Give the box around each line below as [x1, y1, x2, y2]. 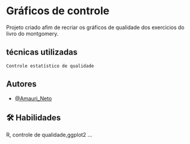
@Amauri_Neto [14, 95, 52, 102]
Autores [6, 79, 37, 89]
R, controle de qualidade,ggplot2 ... [6, 132, 93, 139]
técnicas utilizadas [6, 47, 78, 57]
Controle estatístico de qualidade [6, 63, 94, 69]
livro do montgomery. [6, 30, 59, 37]
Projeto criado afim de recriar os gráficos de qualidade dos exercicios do [6, 24, 185, 31]
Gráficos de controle [6, 4, 110, 18]
